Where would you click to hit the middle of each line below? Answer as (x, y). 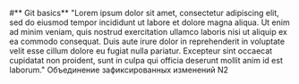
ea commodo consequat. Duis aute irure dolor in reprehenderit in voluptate (147, 41)
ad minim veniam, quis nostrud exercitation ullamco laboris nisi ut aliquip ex (149, 32)
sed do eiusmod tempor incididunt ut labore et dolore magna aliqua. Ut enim (149, 22)
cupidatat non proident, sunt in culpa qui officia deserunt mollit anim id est (146, 60)
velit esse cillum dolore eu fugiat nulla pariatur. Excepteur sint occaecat (141, 51)
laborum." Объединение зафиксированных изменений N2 (119, 70)
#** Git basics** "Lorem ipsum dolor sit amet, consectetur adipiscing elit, (144, 13)
